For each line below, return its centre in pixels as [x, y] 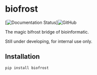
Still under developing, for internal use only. [49, 41]
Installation [22, 57]
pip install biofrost [27, 68]
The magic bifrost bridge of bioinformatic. [47, 32]
